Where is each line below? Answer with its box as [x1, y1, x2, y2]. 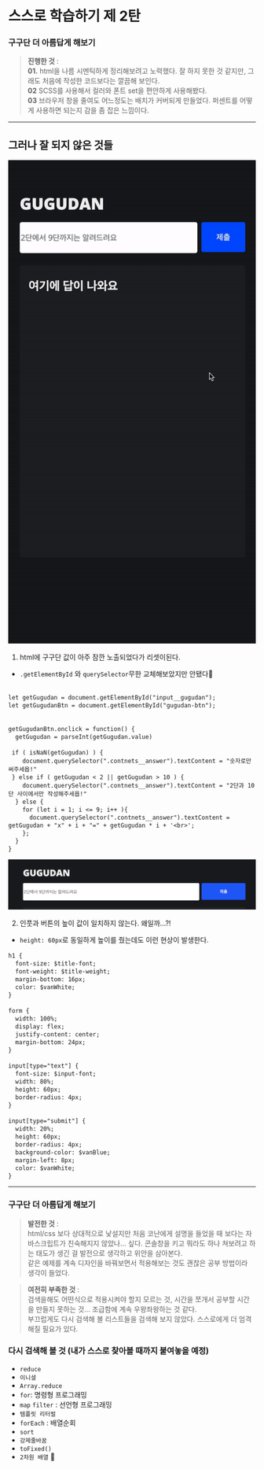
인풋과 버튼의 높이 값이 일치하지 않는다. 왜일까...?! [19, 918, 171, 928]
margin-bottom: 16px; [15, 976, 86, 984]
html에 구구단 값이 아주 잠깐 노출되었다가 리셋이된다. [19, 652, 181, 662]
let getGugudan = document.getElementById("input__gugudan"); [8, 694, 216, 702]
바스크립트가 [27, 1238, 67, 1248]
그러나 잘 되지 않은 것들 [8, 138, 114, 152]
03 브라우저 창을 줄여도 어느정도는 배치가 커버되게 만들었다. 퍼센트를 [27, 96, 238, 105]
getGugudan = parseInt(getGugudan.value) [15, 733, 153, 741]
